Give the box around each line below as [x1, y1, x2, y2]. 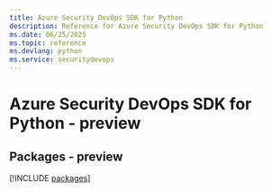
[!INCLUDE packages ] [9, 173, 91, 183]
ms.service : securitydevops [9, 55, 115, 64]
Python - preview [9, 114, 141, 133]
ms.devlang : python [9, 47, 83, 56]
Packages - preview [9, 149, 123, 164]
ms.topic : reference [9, 38, 87, 48]
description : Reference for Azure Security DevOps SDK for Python [9, 22, 264, 31]
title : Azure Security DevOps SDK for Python [9, 13, 183, 23]
